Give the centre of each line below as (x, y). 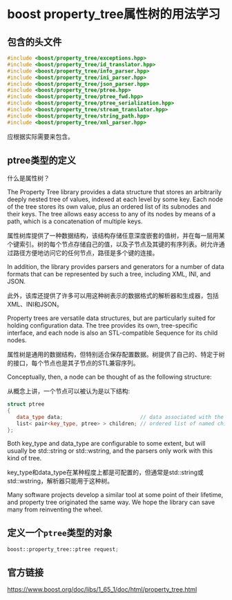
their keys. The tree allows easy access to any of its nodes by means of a (112, 214)
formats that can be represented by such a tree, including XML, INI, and (109, 274)
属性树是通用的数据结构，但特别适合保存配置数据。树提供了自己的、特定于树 (116, 355)
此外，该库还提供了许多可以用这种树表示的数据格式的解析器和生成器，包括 (113, 296)
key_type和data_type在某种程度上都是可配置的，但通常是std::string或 (105, 472)
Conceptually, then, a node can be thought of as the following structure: (109, 377)
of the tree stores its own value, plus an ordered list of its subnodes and (109, 207)
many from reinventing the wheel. (55, 509)
